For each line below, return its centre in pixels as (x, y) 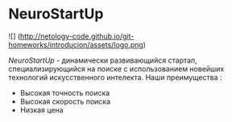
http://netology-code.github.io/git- (77, 36)
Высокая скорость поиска (65, 101)
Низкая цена (41, 110)
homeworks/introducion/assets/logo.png (76, 44)
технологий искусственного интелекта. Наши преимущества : (115, 77)
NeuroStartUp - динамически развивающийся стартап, (103, 60)
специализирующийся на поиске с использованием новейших (116, 68)
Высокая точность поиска (65, 92)
